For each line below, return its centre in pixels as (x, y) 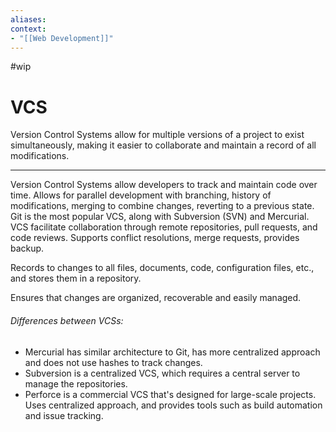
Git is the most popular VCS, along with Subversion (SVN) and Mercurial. (160, 217)
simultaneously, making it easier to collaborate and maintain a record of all (163, 145)
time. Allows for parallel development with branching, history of (141, 195)
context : (28, 29)
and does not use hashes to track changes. (113, 362)
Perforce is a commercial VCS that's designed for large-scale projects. (170, 394)
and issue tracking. (64, 415)
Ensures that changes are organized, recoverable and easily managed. (156, 298)
